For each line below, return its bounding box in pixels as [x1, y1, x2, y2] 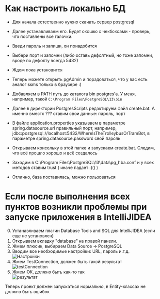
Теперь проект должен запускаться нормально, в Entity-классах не [5, 283, 146, 289]
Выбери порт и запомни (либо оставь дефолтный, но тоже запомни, [12, 52, 154, 58]
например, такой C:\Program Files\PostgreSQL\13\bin [12, 96, 123, 102]
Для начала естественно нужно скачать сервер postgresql [12, 19, 135, 25]
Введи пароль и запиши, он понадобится [12, 43, 97, 49]
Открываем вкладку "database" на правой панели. [12, 238, 117, 244]
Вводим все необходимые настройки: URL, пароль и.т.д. [12, 248, 130, 254]
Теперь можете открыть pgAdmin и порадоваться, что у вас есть [12, 76, 148, 82]
